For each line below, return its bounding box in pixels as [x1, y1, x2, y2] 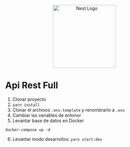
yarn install [12, 102, 40, 107]
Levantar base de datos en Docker [12, 117, 84, 123]
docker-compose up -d [5, 127, 51, 132]
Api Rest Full [5, 80, 59, 91]
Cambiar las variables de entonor [12, 112, 81, 118]
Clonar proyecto [12, 96, 46, 102]
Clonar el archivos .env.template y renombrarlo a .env [12, 107, 125, 113]
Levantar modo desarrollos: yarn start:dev [12, 136, 102, 142]
